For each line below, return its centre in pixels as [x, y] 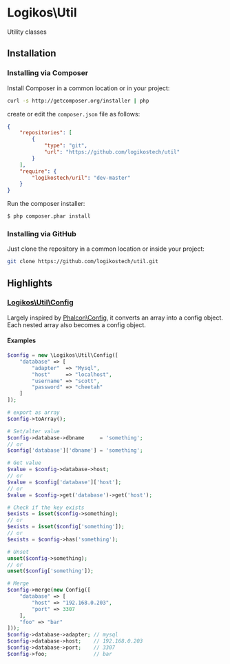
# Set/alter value [33, 431]
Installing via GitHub [42, 234]
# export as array [33, 413]
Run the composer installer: [46, 204]
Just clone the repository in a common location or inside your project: [106, 249]
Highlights [30, 283]
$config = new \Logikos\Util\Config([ [63, 355]
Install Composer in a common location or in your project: [88, 88]
